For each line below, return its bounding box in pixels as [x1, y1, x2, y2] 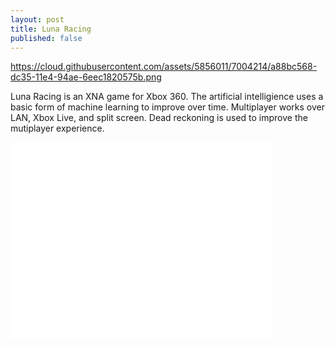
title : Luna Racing [10, 24, 92, 34]
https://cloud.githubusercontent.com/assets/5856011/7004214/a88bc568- [10, 61, 318, 73]
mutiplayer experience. [10, 122, 105, 135]
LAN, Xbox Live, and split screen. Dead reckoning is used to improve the [10, 112, 308, 124]
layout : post [10, 14, 65, 25]
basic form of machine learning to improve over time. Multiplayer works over [10, 101, 325, 113]
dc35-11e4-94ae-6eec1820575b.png [10, 71, 162, 83]
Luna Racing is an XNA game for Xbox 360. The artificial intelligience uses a [10, 91, 324, 103]
